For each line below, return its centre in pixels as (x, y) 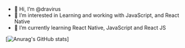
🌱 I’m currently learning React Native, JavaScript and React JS (90, 28)
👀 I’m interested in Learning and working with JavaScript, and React (97, 15)
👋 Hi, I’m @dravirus (38, 9)
